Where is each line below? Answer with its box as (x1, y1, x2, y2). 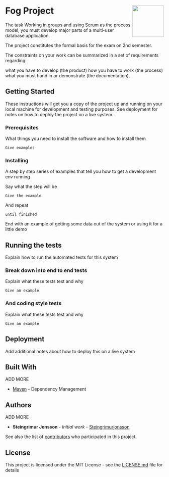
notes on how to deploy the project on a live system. (5, 111, 114, 117)
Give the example (5, 194, 42, 199)
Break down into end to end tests (5, 267, 88, 274)
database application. (5, 32, 50, 38)
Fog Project (5, 5, 54, 17)
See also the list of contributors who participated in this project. (5, 434, 137, 440)
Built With (5, 363, 37, 371)
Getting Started (5, 87, 55, 96)
